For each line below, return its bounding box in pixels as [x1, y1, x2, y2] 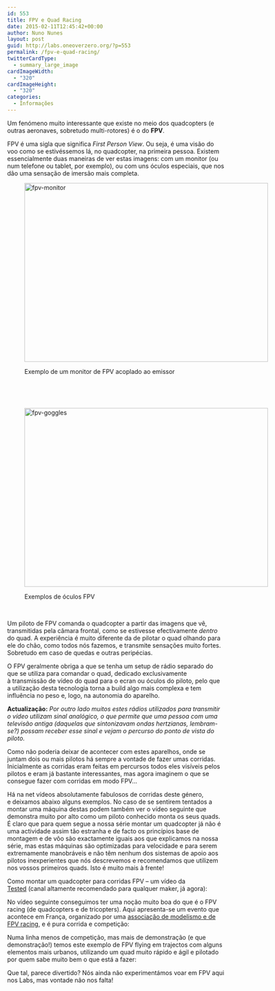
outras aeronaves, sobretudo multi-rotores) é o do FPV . [7, 126, 165, 135]
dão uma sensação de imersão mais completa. [7, 169, 140, 177]
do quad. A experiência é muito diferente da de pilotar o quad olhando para [7, 634, 221, 642]
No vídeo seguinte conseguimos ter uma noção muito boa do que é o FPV [7, 898, 217, 906]
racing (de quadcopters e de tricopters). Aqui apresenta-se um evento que [7, 905, 219, 913]
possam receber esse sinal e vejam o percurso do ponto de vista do [20, 726, 215, 735]
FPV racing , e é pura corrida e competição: [7, 920, 130, 928]
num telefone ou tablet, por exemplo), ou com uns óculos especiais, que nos [7, 162, 225, 170]
